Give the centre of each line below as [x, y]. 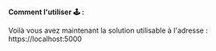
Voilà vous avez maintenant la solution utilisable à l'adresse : [108, 30]
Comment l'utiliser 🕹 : [46, 12]
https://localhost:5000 [45, 39]
